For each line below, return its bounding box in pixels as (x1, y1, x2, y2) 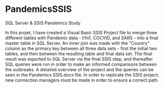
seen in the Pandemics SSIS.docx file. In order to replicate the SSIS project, (5, 72, 160, 78)
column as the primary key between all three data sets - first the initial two (5, 45, 158, 51)
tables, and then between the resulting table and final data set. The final (5, 51, 153, 57)
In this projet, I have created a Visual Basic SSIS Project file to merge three (5, 29, 158, 35)
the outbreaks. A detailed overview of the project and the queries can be (5, 66, 154, 73)
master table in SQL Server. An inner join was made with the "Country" (5, 40, 150, 46)
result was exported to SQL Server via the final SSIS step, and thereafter (5, 56, 153, 62)
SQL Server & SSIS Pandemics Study (5, 20, 81, 26)
